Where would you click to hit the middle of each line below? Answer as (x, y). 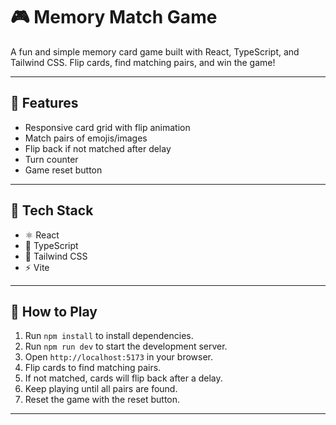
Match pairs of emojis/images (86, 138)
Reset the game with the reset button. (102, 400)
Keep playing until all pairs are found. (101, 389)
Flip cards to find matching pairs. (93, 368)
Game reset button (63, 170)
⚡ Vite (37, 267)
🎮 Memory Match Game (114, 17)
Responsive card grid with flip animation (107, 127)
